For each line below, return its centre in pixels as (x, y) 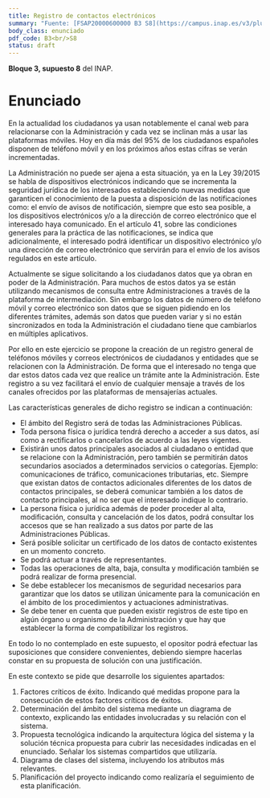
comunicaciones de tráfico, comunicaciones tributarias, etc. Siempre (134, 474)
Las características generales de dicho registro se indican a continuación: (131, 407)
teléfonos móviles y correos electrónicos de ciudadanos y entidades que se (133, 358)
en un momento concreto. (63, 551)
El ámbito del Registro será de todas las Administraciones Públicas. (131, 424)
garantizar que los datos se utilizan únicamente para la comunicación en (140, 594)
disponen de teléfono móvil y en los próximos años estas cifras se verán (128, 149)
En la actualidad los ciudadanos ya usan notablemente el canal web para (129, 123)
